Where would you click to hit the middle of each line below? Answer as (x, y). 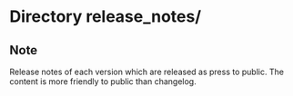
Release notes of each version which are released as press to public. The (147, 72)
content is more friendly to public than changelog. (103, 82)
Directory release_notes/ (106, 17)
